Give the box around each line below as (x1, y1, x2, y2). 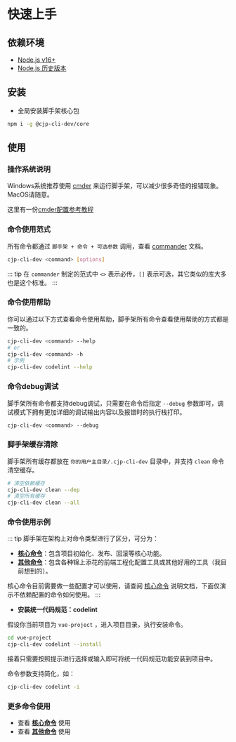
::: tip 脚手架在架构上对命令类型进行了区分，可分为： (7, 534, 159, 543)
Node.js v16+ (17, 55, 56, 64)
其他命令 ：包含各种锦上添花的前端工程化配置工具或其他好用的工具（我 (17, 558, 221, 567)
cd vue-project (7, 635, 52, 642)
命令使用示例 (7, 517, 51, 527)
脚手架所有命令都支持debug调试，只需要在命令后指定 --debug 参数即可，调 (7, 399, 224, 407)
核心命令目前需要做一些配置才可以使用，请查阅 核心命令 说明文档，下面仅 (7, 582, 220, 590)
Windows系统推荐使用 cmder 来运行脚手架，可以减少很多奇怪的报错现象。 (7, 182, 223, 190)
